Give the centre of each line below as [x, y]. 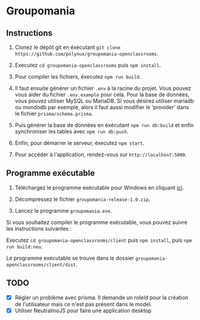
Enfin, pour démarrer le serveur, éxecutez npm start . [79, 143]
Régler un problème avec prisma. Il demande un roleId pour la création [101, 297]
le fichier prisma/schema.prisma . [54, 114]
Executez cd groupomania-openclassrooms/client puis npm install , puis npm [99, 240]
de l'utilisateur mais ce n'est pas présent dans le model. [83, 304]
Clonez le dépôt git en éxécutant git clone [67, 47]
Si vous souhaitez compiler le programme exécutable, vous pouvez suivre [97, 222]
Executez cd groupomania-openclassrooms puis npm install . [88, 65]
